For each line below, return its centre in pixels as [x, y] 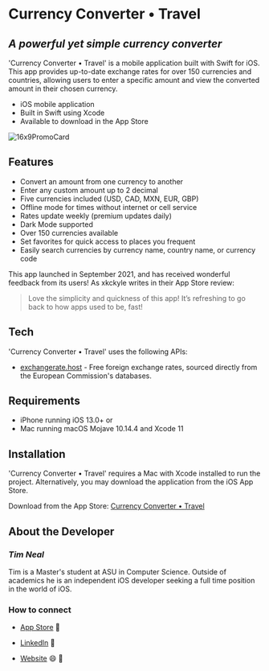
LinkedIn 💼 [37, 643]
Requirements [44, 401]
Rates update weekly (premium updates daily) [96, 216]
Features [31, 162]
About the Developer [61, 531]
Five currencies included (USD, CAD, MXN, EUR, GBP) [109, 199]
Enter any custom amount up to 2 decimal [89, 190]
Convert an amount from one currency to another [101, 181]
